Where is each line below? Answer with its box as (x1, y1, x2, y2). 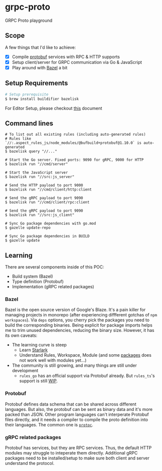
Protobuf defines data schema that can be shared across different (5, 401, 136, 407)
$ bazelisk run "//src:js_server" (5, 174, 75, 179)
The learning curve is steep (12, 342, 67, 348)
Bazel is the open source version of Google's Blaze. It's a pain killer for (5, 307, 146, 313)
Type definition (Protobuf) (12, 279, 64, 284)
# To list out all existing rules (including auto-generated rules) (5, 132, 146, 137)
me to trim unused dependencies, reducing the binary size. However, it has (5, 328, 155, 333)
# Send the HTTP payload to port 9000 (5, 183, 83, 188)
